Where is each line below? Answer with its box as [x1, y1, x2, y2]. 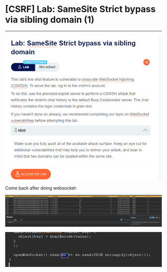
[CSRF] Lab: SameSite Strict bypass [5, 3, 156, 15]
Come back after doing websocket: [5, 185, 77, 191]
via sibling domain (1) [5, 14, 94, 25]
